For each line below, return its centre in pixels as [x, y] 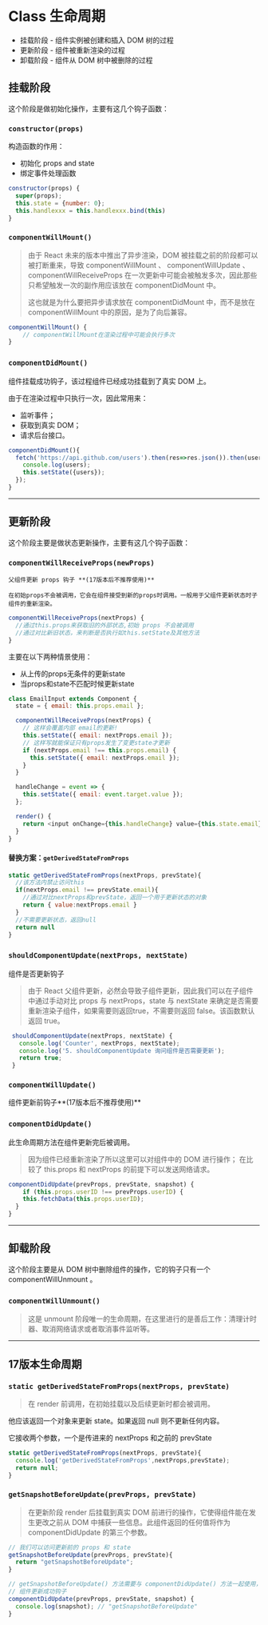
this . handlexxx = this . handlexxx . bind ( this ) [91, 210]
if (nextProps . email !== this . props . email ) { [100, 750]
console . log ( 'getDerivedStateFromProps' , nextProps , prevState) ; [122, 1460]
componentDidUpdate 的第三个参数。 [89, 1532]
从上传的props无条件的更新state [73, 674]
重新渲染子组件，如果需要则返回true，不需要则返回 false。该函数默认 [141, 1011]
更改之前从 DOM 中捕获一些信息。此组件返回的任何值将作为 [133, 1522]
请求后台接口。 [44, 435]
